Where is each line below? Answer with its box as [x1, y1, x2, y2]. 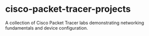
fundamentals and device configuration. [5, 25, 88, 31]
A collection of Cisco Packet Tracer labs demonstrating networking [5, 20, 144, 26]
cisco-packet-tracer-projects [5, 3, 131, 15]
